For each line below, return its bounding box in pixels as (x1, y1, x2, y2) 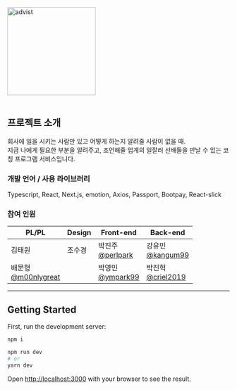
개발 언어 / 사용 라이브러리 (7, 174, 90, 184)
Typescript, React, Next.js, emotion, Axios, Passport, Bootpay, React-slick (7, 190, 222, 199)
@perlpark (98, 250, 133, 260)
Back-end (150, 228, 186, 238)
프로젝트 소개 (7, 117, 61, 129)
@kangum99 (146, 250, 189, 260)
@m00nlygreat (11, 272, 61, 282)
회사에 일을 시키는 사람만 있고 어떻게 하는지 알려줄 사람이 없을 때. (7, 137, 186, 145)
